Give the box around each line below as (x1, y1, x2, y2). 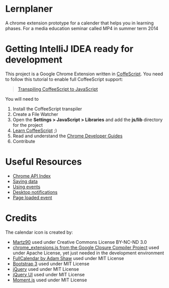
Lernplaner (5, 3, 53, 15)
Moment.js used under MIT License (12, 277, 88, 283)
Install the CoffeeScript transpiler (12, 105, 82, 112)
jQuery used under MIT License (12, 266, 79, 272)
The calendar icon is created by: (5, 229, 73, 235)
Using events (12, 184, 41, 190)
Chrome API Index (12, 172, 51, 179)
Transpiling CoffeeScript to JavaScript (17, 86, 98, 92)
